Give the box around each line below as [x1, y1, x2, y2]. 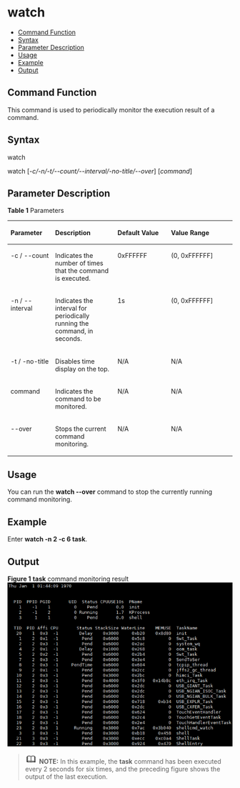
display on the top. [54, 364, 109, 373]
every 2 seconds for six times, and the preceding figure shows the [24, 764, 221, 773]
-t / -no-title [10, 356, 49, 365]
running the [54, 319, 89, 328]
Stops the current [54, 424, 106, 433]
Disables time [54, 356, 95, 365]
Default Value [117, 228, 159, 236]
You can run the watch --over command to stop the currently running [7, 487, 213, 497]
